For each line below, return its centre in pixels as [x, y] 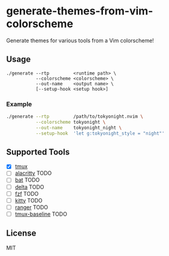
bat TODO [27, 180]
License [21, 233]
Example [19, 104]
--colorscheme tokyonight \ [71, 122]
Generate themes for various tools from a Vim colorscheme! [80, 40]
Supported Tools [38, 152]
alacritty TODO [33, 173]
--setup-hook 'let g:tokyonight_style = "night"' [100, 133]
